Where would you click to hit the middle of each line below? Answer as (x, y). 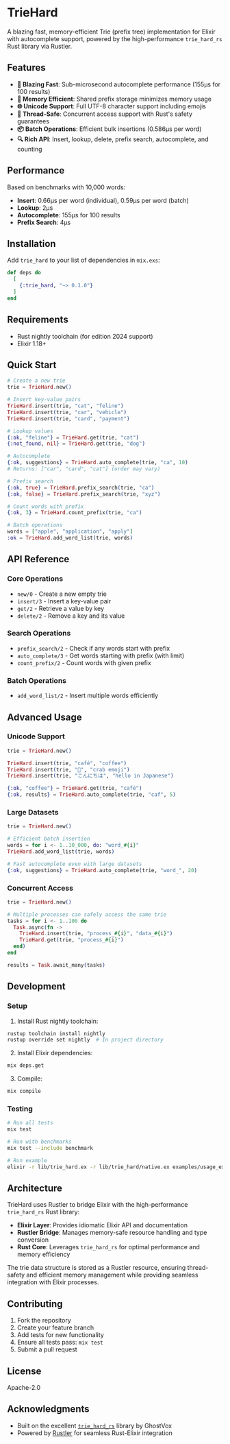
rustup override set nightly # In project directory (86, 1040)
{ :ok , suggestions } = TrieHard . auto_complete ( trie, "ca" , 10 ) (98, 463)
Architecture (35, 1188)
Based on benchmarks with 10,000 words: (66, 187)
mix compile (24, 1092)
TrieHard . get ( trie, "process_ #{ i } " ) (72, 940)
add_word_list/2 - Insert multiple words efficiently (88, 696)
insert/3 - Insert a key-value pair (64, 601)
